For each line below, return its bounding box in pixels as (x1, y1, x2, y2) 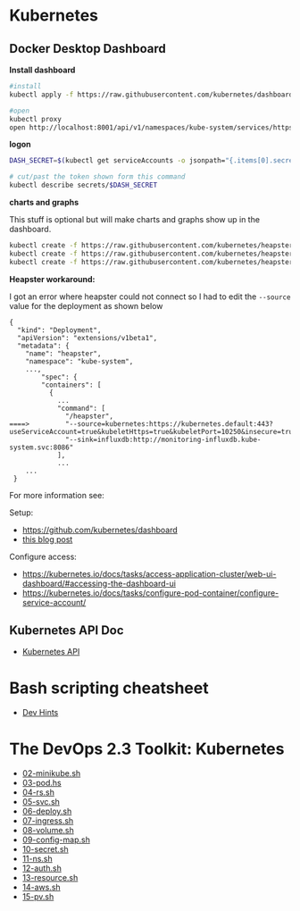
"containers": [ (41, 380, 102, 389)
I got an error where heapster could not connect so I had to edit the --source (9, 291, 291, 302)
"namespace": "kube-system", (25, 356, 134, 366)
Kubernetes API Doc (9, 623, 124, 639)
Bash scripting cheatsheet (9, 678, 209, 698)
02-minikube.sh (21, 768, 81, 779)
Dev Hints (21, 707, 59, 718)
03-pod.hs (21, 778, 62, 789)
